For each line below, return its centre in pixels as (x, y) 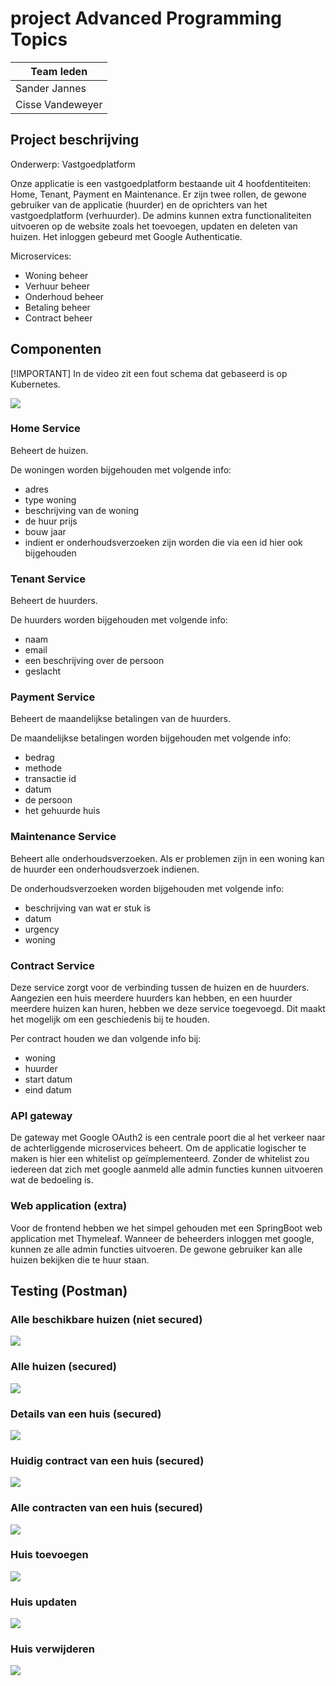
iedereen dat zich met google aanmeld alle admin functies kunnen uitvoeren (167, 1169)
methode (43, 768)
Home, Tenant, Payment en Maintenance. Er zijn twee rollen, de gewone (159, 194)
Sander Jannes (51, 88)
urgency (42, 929)
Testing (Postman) (69, 1291)
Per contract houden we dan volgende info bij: (106, 1039)
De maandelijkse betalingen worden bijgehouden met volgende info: (151, 738)
